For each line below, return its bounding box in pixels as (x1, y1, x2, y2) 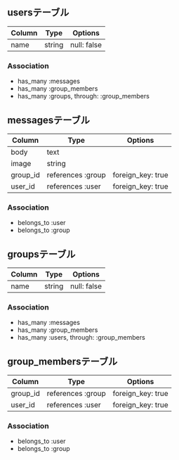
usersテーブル (7, 6, 69, 19)
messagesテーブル (7, 114, 90, 126)
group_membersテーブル (7, 355, 118, 367)
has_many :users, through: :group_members (17, 333, 145, 342)
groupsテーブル (7, 248, 76, 260)
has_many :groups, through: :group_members (17, 92, 150, 101)
